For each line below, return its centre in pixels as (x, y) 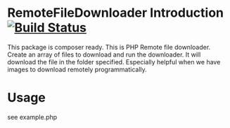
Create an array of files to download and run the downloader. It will (104, 55)
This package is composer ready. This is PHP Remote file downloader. (109, 47)
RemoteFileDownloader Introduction (115, 13)
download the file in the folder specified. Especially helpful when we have (114, 62)
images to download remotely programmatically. (77, 69)
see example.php (32, 117)
